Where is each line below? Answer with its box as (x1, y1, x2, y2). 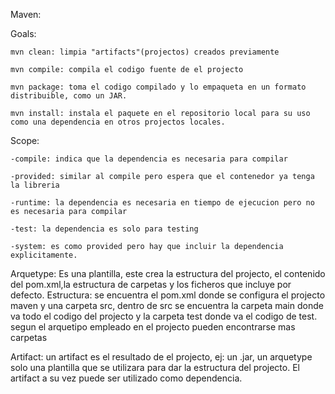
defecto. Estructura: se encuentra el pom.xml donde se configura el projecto (10, 289, 326, 301)
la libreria (10, 180, 60, 190)
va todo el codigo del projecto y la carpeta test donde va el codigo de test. (10, 310, 318, 322)
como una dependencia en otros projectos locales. (10, 117, 226, 127)
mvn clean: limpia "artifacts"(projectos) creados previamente (10, 47, 280, 57)
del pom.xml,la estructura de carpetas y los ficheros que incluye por (10, 279, 292, 290)
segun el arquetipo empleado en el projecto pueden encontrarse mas (10, 321, 296, 333)
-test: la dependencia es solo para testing (10, 224, 199, 234)
